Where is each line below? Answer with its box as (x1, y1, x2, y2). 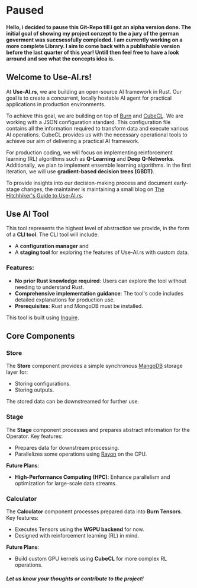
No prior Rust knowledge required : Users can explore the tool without (14, 277, 186, 284)
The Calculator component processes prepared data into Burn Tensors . (6, 508, 182, 515)
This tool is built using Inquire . (6, 314, 80, 321)
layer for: (6, 368, 28, 376)
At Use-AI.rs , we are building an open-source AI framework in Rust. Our (6, 88, 182, 95)
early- (173, 179, 189, 186)
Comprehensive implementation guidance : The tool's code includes (14, 290, 184, 297)
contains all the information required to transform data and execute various (6, 125, 189, 132)
